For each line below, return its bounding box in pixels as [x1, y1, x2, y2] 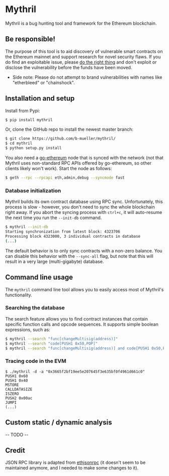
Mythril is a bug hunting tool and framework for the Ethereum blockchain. [5, 20, 157, 26]
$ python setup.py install [5, 145, 62, 151]
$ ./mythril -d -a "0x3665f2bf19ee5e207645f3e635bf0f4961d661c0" [5, 369, 145, 374]
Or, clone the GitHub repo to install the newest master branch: [5, 126, 133, 132]
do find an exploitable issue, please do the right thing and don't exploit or [5, 59, 157, 65]
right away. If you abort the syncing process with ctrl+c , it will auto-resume [5, 209, 162, 216]
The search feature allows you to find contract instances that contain [5, 315, 148, 322]
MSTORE [5, 382, 19, 387]
